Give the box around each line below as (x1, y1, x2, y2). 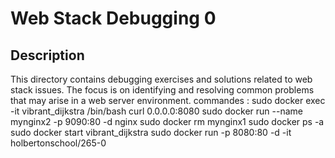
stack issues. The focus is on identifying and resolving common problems (10, 84, 315, 96)
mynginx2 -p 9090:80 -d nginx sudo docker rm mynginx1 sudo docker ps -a (10, 116, 325, 127)
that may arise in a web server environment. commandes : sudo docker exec (10, 95, 326, 106)
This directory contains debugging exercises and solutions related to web (10, 73, 313, 85)
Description (10, 47, 85, 64)
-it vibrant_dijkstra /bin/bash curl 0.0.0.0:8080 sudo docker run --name (10, 105, 303, 117)
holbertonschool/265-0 (10, 137, 107, 149)
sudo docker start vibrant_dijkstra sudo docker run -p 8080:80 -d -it (10, 127, 292, 138)
